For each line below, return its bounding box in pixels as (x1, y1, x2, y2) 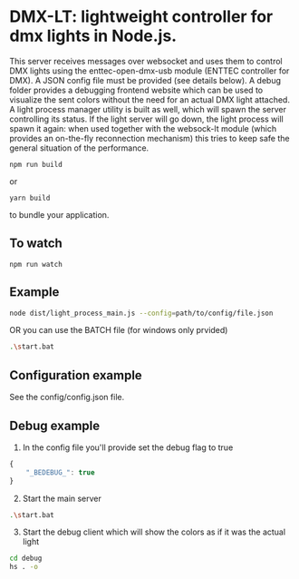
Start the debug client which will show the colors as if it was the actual (22, 526, 286, 537)
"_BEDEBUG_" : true (25, 467, 95, 477)
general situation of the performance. (9, 142, 149, 153)
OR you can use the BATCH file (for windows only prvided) (9, 325, 228, 336)
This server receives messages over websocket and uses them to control (9, 55, 283, 66)
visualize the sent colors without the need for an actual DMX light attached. (9, 93, 290, 105)
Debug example (9, 417, 101, 433)
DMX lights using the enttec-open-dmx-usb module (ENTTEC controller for (9, 65, 290, 76)
